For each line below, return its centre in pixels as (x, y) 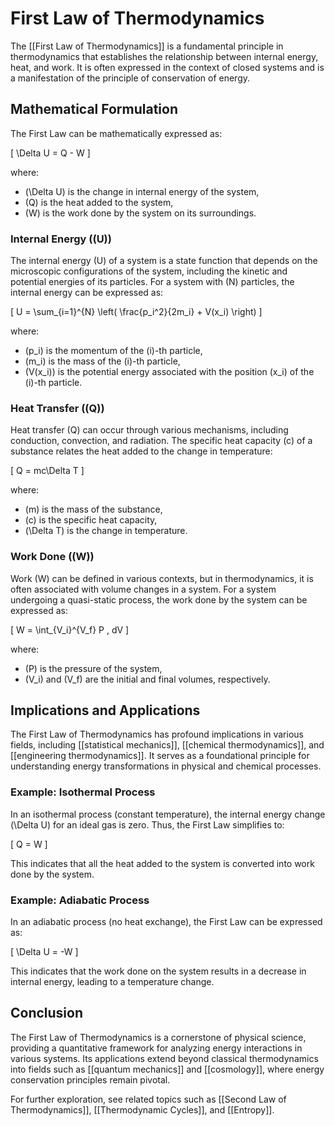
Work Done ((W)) (52, 557)
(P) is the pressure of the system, (93, 668)
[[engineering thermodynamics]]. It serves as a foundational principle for (160, 756)
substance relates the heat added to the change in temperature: (141, 451)
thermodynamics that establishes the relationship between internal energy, (164, 56)
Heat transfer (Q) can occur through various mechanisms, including (149, 430)
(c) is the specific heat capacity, (91, 520)
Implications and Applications (105, 710)
